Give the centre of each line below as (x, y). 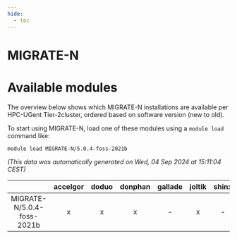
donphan (135, 186)
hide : (15, 14)
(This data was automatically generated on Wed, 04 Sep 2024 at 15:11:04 (114, 161)
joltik (198, 186)
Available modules (62, 87)
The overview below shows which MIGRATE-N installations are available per (118, 107)
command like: (29, 135)
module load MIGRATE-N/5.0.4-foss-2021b (68, 149)
